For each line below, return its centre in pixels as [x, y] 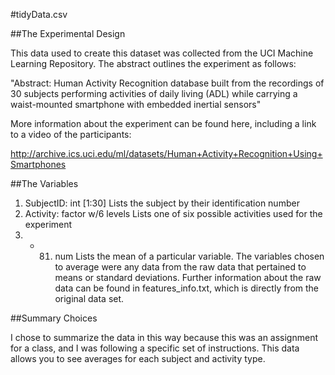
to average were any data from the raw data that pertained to [180, 267]
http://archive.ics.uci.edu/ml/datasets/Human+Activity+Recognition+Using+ [166, 153]
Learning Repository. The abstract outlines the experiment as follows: [153, 63]
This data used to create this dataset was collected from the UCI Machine [162, 53]
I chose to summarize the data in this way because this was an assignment [164, 337]
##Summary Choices [54, 318]
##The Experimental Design [68, 33]
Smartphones [38, 164]
